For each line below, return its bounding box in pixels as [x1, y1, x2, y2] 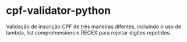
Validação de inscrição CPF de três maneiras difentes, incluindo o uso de [6, 23, 182, 30]
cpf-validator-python [6, 4, 111, 17]
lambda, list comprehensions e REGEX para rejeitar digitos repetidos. [6, 29, 171, 36]
